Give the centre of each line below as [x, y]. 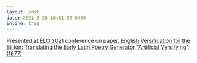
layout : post [23, 12]
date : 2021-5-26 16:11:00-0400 [46, 18]
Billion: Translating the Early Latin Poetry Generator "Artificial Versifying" [98, 47]
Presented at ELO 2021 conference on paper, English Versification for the [98, 41]
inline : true [23, 23]
